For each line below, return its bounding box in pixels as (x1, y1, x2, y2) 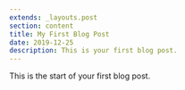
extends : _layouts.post (9, 12, 98, 22)
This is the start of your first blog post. (9, 70, 151, 81)
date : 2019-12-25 (9, 37, 74, 47)
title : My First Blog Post (9, 29, 110, 38)
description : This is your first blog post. (9, 46, 178, 55)
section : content (9, 21, 74, 30)
